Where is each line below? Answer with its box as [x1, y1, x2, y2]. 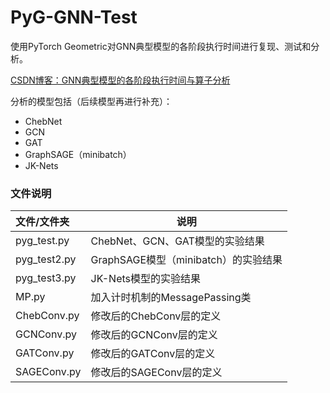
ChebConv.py [15, 309, 80, 323]
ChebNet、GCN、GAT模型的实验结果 [90, 234, 265, 248]
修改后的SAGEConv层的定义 [90, 366, 223, 380]
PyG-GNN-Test [10, 6, 138, 29]
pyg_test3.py [15, 271, 77, 285]
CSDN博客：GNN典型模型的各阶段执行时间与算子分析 [10, 74, 231, 86]
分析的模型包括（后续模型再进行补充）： [10, 95, 173, 107]
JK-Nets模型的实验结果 [90, 272, 202, 286]
